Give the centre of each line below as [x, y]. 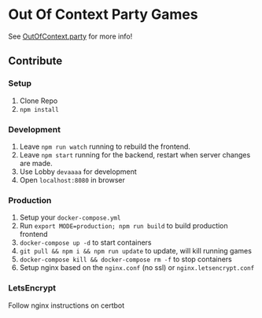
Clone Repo [39, 101]
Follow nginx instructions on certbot [66, 305]
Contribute [35, 61]
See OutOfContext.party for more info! [70, 36]
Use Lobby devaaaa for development [78, 172]
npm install [39, 109]
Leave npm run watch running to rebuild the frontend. [105, 146]
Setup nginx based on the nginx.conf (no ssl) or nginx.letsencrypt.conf [137, 268]
